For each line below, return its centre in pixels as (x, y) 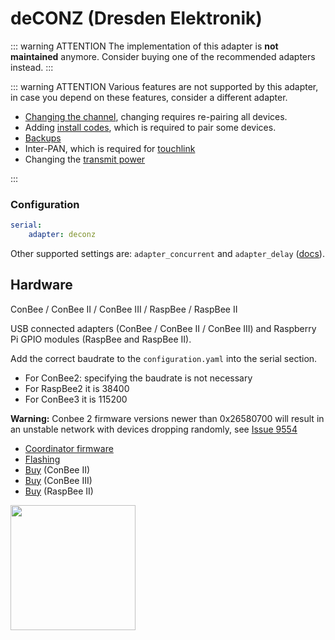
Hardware (41, 285)
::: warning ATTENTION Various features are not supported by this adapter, (164, 86)
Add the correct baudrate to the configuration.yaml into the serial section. (164, 358)
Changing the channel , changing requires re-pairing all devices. (156, 116)
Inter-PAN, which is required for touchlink (110, 148)
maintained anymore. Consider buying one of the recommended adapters (163, 56)
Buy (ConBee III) (58, 480)
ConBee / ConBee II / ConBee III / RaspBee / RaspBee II (124, 309)
